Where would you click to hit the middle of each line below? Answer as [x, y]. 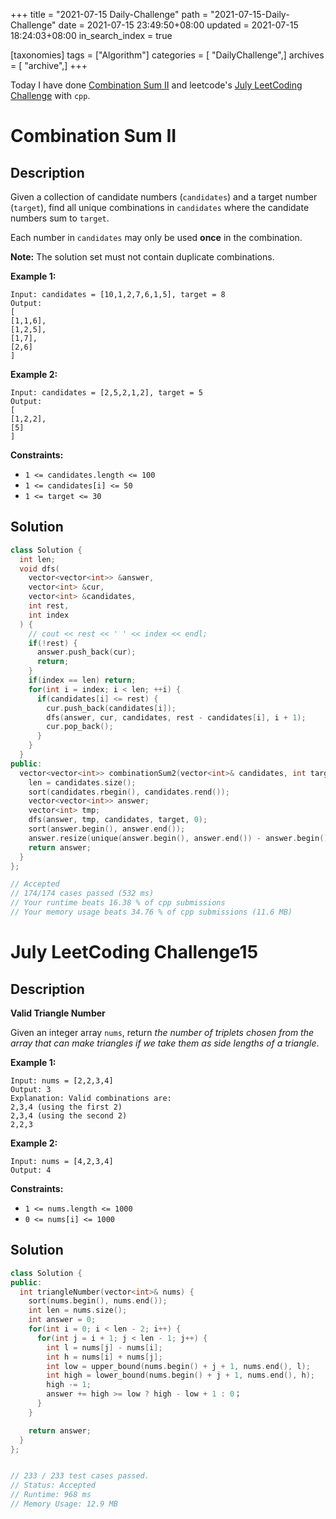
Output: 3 [31, 1089]
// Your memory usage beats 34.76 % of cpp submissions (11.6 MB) [151, 912]
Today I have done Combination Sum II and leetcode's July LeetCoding [156, 85]
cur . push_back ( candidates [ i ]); [111, 708]
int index [49, 615]
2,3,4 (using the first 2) [66, 1107]
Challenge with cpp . [50, 95]
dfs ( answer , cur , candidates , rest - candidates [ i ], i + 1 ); [176, 717]
